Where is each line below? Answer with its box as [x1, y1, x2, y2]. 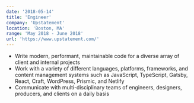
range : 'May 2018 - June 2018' [6, 31, 84, 37]
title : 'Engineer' [6, 14, 52, 20]
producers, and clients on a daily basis [14, 90, 110, 97]
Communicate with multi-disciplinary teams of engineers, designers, [14, 84, 182, 91]
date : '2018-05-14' [6, 8, 55, 15]
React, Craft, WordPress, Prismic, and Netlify [14, 78, 125, 85]
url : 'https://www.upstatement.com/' [6, 36, 100, 42]
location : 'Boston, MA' [6, 25, 65, 31]
